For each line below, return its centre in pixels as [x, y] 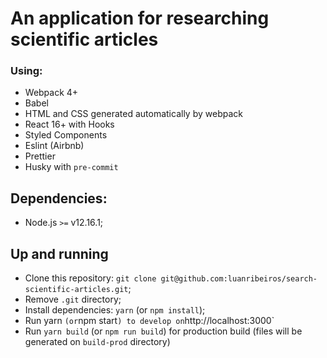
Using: [26, 71]
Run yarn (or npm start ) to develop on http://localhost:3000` [149, 321]
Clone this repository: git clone [90, 278]
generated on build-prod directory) [97, 342]
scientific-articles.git [76, 290]
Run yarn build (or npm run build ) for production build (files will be [163, 331]
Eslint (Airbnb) [54, 146]
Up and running [59, 253]
